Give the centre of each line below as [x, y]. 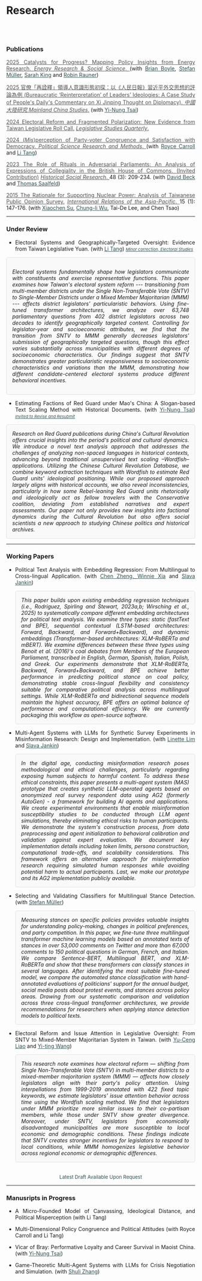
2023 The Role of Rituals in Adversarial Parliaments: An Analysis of [101, 164]
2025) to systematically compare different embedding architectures [105, 613]
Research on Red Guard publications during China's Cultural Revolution [101, 433]
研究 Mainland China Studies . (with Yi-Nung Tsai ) [78, 110]
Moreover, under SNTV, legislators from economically [105, 1121]
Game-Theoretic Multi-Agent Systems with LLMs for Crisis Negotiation [105, 1265]
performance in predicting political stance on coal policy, [105, 676]
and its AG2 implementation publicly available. [78, 878]
